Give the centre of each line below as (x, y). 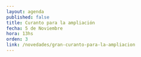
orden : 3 (17, 39)
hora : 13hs (20, 34)
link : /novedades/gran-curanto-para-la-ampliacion (71, 45)
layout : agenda (25, 12)
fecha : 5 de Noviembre (34, 28)
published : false (28, 17)
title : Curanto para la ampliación (51, 23)
